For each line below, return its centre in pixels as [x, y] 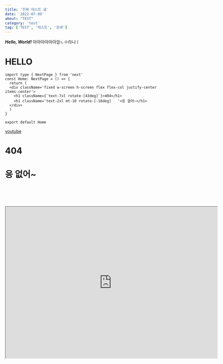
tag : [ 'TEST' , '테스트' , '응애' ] [36, 28]
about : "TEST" [19, 18]
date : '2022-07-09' [25, 14]
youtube [13, 131]
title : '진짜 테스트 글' [27, 9]
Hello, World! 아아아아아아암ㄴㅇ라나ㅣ [42, 42]
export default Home [26, 122]
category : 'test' [22, 23]
